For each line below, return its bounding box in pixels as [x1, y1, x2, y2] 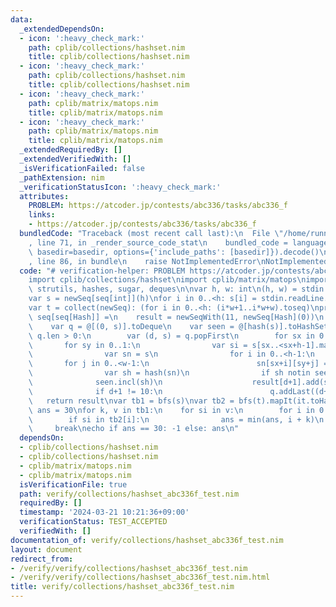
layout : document [10, 544, 83, 555]
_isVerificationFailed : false [19, 163, 145, 173]
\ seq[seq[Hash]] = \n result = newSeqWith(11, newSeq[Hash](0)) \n [28, 312, 325, 322]
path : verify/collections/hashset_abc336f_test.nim [19, 489, 240, 499]
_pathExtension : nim [19, 172, 105, 183]
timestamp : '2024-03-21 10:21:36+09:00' [19, 507, 190, 518]
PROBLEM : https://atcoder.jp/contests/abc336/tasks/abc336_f [28, 201, 288, 211]
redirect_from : [10, 554, 74, 564]
